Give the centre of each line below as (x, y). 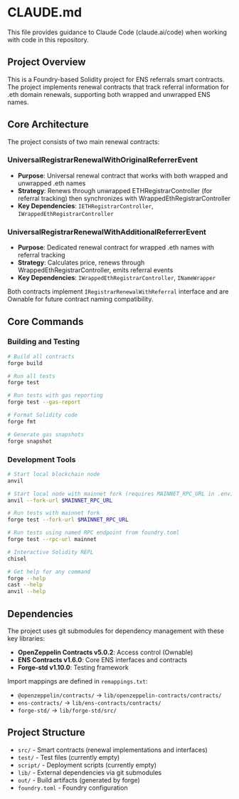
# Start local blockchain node (54, 474)
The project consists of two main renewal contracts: (84, 141)
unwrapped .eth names (52, 183)
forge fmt (22, 421)
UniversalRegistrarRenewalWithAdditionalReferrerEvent (107, 232)
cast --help (25, 585)
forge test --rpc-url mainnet (52, 540)
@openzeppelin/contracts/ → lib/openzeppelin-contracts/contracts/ (119, 695)
